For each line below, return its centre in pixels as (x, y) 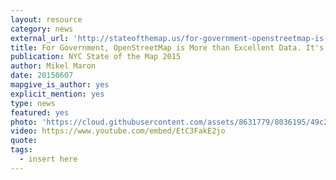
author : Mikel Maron (53, 66)
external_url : (40, 38)
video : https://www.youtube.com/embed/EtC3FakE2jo (118, 131)
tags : (21, 150)
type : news (33, 103)
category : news (42, 29)
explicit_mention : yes (57, 94)
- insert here (48, 159)
